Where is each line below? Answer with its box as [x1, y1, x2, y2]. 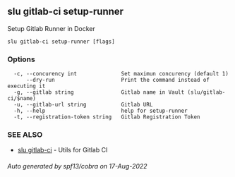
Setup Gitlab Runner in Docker [7, 24, 95, 32]
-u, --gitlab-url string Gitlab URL [13, 102, 153, 109]
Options [7, 54, 35, 64]
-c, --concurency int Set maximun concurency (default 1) [13, 71, 229, 78]
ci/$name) [7, 95, 37, 102]
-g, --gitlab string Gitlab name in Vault [13, 89, 185, 96]
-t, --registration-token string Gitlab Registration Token [13, 114, 200, 121]
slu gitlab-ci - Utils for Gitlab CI [17, 146, 108, 154]
